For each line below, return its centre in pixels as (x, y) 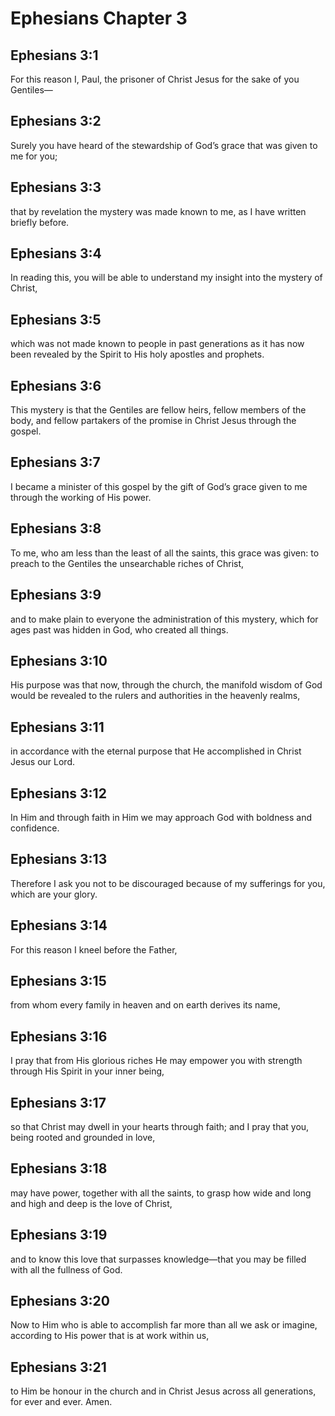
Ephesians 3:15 (58, 980)
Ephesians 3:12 (58, 793)
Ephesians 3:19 (59, 1235)
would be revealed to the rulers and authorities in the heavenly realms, (155, 696)
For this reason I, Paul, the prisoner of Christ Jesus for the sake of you (155, 79)
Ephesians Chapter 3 (99, 18)
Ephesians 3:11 (57, 727)
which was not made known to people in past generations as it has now (157, 344)
